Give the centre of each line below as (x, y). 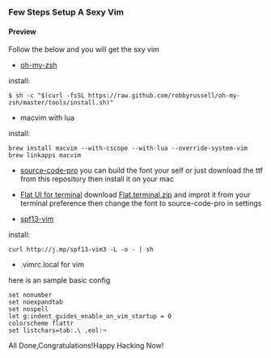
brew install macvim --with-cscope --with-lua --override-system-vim (128, 148)
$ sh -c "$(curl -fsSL (47, 96)
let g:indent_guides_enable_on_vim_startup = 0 (90, 317)
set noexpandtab (36, 302)
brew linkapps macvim (45, 156)
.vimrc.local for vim (52, 265)
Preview (22, 32)
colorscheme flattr (41, 324)
